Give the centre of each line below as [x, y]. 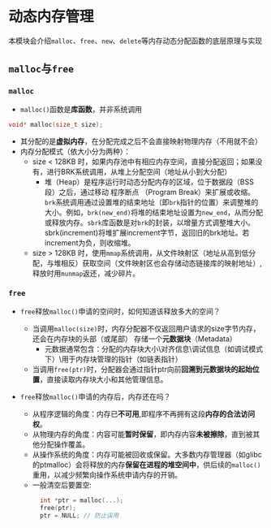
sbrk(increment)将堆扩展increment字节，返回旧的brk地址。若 [147, 232]
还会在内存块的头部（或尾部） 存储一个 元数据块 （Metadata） [134, 339]
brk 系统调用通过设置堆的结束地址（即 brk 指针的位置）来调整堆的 [151, 202]
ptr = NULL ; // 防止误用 [79, 515]
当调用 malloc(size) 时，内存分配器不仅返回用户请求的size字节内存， [146, 328]
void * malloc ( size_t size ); [56, 124]
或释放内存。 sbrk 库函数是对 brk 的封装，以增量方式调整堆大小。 [150, 222]
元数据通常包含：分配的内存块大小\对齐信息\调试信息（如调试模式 [154, 348]
